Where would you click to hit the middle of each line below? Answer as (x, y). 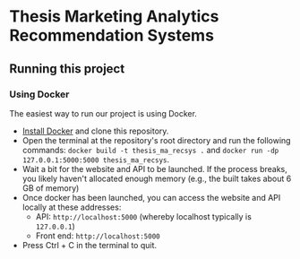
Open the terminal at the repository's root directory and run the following (156, 140)
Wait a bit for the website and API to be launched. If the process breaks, (155, 168)
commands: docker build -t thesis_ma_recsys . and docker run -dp (150, 150)
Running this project (67, 69)
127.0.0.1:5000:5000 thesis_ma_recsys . (96, 160)
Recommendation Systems (112, 35)
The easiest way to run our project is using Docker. (103, 113)
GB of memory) (51, 188)
